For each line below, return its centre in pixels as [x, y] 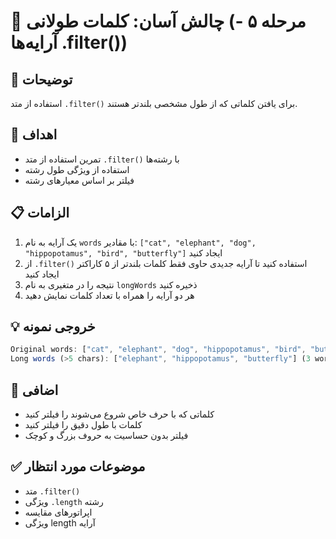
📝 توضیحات [41, 79]
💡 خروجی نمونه [53, 326]
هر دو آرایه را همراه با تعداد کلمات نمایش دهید [109, 295]
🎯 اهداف [34, 135]
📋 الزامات [40, 213]
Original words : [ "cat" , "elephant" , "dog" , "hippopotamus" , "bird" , [158, 350]
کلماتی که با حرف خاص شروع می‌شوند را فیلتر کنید [119, 414]
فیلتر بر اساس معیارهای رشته [79, 180]
